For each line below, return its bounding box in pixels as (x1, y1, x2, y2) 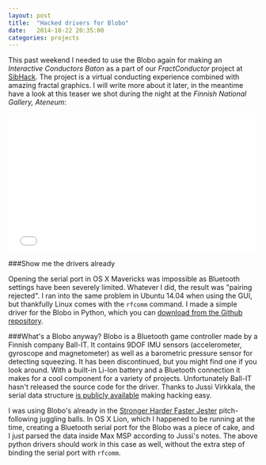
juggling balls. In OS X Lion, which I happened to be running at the (39, 414, 256, 424)
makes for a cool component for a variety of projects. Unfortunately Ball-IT (8, 374, 252, 383)
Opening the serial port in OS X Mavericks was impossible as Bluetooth (8, 274, 240, 284)
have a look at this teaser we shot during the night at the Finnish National (8, 89, 247, 99)
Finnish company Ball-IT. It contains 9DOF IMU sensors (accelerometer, (8, 340, 242, 349)
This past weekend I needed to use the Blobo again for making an (8, 55, 222, 65)
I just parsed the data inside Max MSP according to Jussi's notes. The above (8, 431, 258, 440)
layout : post (8, 11, 51, 20)
